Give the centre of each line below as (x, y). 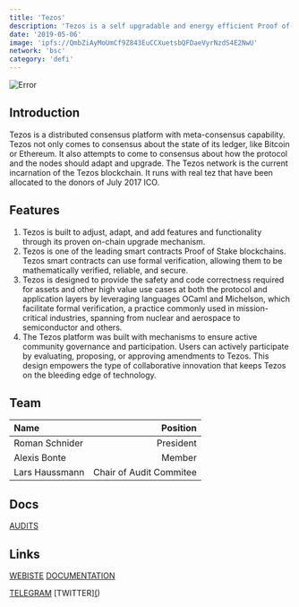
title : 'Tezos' (38, 17)
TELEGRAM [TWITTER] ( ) (55, 594)
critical (34, 317)
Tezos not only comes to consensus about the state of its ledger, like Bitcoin (149, 143)
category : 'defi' (42, 59)
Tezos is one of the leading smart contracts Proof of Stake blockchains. (154, 251)
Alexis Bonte (40, 458)
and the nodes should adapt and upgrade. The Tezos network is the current (149, 163)
